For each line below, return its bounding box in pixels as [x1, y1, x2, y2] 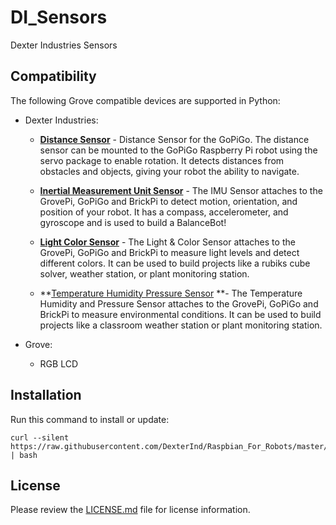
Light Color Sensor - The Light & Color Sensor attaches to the [39, 236, 296, 248]
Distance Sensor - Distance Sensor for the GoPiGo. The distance [39, 133, 310, 145]
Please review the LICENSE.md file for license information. [10, 504, 251, 516]
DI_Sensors [10, 6, 108, 29]
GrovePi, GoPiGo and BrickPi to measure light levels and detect [39, 246, 300, 258]
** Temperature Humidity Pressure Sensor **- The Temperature [39, 287, 303, 299]
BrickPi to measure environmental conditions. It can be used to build [39, 308, 322, 320]
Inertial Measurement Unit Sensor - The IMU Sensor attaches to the [39, 184, 323, 196]
